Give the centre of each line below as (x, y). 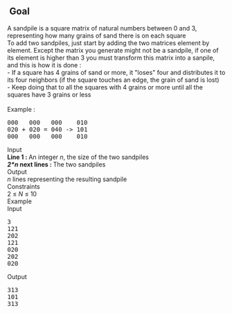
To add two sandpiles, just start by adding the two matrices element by (108, 43)
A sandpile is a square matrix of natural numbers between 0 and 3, (102, 28)
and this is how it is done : (44, 65)
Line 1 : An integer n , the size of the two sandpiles (78, 157)
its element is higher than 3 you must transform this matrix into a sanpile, (111, 58)
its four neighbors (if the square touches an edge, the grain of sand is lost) (113, 80)
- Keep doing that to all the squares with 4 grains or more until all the (105, 87)
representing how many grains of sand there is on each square (97, 35)
